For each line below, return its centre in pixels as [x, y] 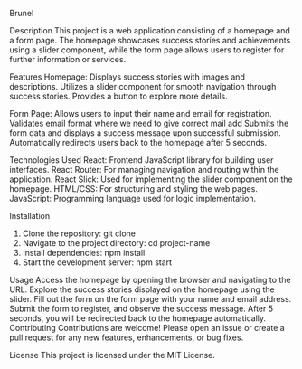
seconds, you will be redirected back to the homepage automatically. [138, 318]
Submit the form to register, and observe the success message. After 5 [142, 308]
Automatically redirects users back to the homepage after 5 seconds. [138, 142]
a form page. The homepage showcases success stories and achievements [150, 40]
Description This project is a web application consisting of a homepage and [150, 30]
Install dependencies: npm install [84, 253]
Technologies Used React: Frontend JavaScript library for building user [142, 160]
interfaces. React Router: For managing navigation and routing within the [144, 170]
